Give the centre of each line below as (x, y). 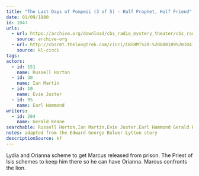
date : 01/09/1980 (28, 17)
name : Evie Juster (39, 94)
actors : (16, 61)
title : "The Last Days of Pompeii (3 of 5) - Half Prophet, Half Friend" (99, 12)
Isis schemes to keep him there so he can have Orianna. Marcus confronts (97, 161)
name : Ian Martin (38, 84)
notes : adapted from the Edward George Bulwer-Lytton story (82, 133)
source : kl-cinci (38, 50)
